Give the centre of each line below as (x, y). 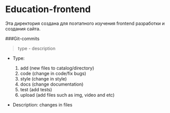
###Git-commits (22, 39)
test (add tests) (36, 89)
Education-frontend (48, 9)
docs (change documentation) (52, 84)
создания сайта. (23, 28)
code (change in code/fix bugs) (53, 73)
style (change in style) (43, 79)
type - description (37, 48)
